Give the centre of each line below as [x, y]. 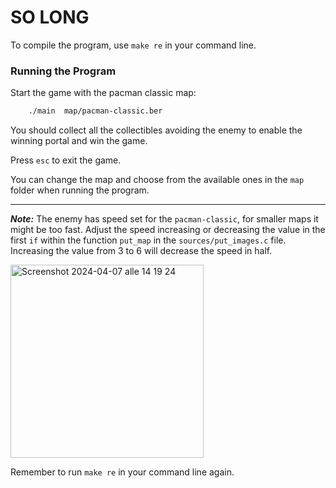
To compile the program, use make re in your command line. [133, 45]
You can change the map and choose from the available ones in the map [157, 180]
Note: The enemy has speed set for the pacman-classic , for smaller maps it [164, 219]
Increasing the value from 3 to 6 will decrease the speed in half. [141, 251]
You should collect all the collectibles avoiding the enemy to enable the [156, 130]
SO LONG [50, 17]
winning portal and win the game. [79, 141]
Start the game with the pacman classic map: [103, 93]
